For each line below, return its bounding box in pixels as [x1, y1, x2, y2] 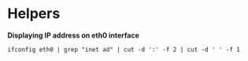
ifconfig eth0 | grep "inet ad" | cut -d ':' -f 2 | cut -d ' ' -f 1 [7, 45, 241, 53]
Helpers [7, 5, 61, 23]
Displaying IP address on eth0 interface [7, 30, 139, 40]
